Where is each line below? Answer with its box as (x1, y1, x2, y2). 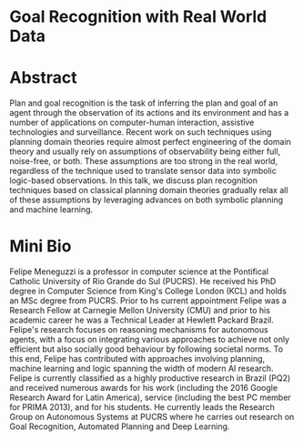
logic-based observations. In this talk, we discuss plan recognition (9, 175, 258, 186)
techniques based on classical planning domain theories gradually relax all (9, 185, 288, 196)
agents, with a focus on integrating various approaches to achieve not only (9, 334, 289, 345)
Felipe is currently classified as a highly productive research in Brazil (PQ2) (9, 373, 291, 384)
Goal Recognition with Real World (9, 6, 268, 27)
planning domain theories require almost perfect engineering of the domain (9, 137, 291, 148)
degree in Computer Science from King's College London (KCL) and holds (9, 285, 287, 297)
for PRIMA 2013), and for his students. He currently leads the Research (9, 402, 276, 413)
